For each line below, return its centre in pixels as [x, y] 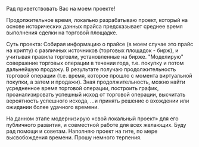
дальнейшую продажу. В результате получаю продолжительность [91, 69]
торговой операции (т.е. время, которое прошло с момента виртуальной [99, 76]
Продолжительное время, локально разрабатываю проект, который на [97, 20]
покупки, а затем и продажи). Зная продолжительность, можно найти [96, 82]
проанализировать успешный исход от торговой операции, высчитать [96, 95]
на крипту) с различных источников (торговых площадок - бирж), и [92, 50]
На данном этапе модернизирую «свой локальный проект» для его [92, 119]
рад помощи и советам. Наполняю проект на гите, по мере [82, 131]
